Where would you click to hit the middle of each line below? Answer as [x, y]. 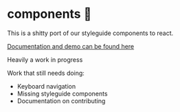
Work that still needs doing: [46, 73]
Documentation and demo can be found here [71, 46]
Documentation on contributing [61, 101]
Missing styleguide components [62, 93]
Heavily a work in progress [45, 59]
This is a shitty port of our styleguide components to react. [90, 33]
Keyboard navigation [46, 86]
